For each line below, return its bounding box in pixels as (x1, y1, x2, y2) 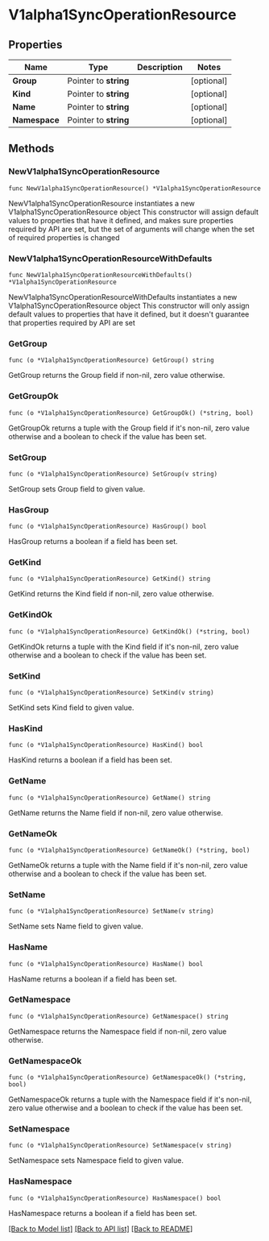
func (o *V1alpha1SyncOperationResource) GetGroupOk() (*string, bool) (8, 409, 254, 417)
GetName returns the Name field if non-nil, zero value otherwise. (8, 807, 224, 817)
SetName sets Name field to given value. (8, 921, 143, 932)
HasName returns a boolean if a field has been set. (8, 973, 177, 984)
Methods (8, 142, 55, 156)
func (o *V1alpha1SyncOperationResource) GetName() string (8, 794, 211, 802)
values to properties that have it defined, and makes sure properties (8, 215, 234, 225)
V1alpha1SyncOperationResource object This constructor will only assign (8, 301, 250, 310)
